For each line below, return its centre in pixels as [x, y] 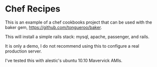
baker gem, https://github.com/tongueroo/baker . [53, 27]
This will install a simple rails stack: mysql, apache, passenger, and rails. [77, 37]
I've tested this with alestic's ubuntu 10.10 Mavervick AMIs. [64, 60]
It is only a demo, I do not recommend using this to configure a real [72, 46]
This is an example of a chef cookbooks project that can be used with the [78, 22]
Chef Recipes [33, 9]
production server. [24, 51]
